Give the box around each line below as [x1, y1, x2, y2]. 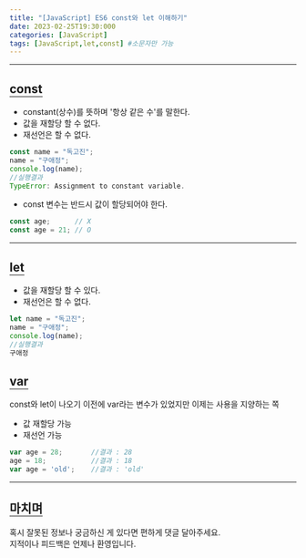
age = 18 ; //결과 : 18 [9, 457, 133, 466]
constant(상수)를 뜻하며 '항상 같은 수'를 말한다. [22, 107, 190, 118]
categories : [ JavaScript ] [9, 30, 107, 39]
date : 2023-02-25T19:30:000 [9, 22, 117, 31]
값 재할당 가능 [22, 418, 72, 429]
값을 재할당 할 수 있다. [22, 284, 101, 295]
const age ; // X [9, 217, 92, 226]
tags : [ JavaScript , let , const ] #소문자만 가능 [9, 38, 174, 48]
